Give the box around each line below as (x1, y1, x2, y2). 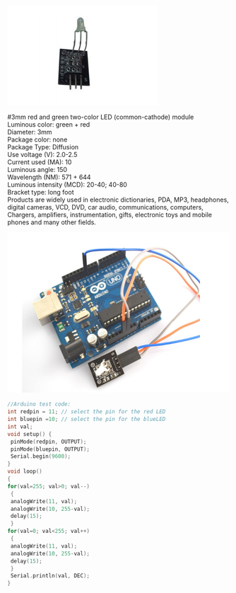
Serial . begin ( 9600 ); (10, 453, 71, 460)
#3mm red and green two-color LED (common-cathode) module (7, 113, 194, 121)
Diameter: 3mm (7, 128, 52, 136)
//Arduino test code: (7, 401, 71, 408)
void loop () (7, 468, 42, 476)
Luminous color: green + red (7, 120, 90, 129)
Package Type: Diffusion (7, 143, 79, 151)
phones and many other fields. (7, 218, 97, 226)
